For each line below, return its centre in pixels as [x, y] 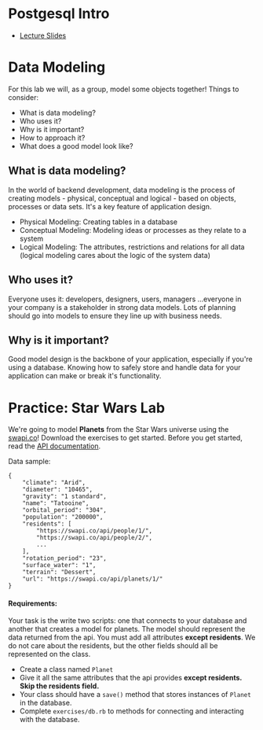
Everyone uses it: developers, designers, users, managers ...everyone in [125, 299]
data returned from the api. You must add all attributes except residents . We [132, 637]
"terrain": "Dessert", [59, 572]
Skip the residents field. [59, 686]
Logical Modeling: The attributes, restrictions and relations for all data [132, 247]
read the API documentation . [55, 446]
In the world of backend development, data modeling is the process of [122, 190]
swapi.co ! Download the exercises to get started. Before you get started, [126, 438]
